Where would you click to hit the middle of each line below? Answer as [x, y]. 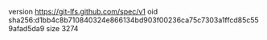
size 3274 [62, 28]
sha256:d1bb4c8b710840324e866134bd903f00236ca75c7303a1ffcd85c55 [133, 20]
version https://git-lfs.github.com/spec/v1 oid [83, 12]
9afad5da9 [27, 28]
